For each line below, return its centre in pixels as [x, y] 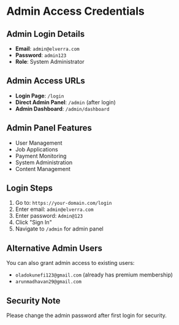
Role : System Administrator [50, 62]
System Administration [44, 162]
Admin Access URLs [46, 81]
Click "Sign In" [33, 223]
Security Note [33, 301]
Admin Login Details [45, 34]
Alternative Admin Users [55, 248]
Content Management [43, 169]
